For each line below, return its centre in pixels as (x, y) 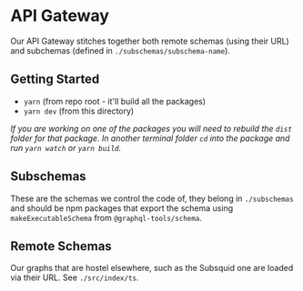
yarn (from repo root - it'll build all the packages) (115, 101)
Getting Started (55, 80)
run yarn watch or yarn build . (66, 147)
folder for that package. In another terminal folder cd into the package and (150, 138)
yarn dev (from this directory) (79, 111)
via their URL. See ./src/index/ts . (75, 277)
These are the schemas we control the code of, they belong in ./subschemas (152, 198)
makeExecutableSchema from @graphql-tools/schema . (106, 217)
